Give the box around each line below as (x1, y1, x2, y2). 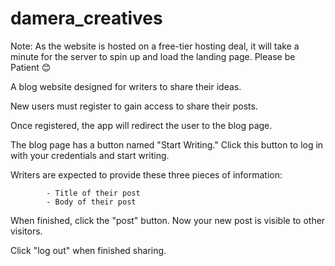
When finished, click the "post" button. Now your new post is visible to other (10, 214, 326, 226)
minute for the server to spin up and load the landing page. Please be (10, 50, 296, 62)
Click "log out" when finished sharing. (10, 244, 167, 256)
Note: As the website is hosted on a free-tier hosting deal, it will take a (10, 40, 300, 52)
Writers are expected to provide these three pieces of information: (10, 168, 283, 181)
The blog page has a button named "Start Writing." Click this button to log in (10, 138, 324, 151)
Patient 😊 (10, 61, 52, 73)
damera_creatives (10, 7, 163, 30)
